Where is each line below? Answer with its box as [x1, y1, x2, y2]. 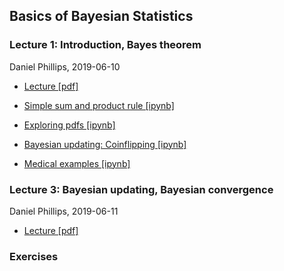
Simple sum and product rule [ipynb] [23, 99, 175, 111]
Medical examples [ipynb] [23, 157, 131, 169]
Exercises [9, 249, 59, 263]
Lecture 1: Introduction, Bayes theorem [9, 38, 202, 52]
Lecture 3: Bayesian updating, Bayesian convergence [9, 182, 274, 196]
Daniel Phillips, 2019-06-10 [9, 60, 121, 73]
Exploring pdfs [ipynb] [23, 119, 116, 131]
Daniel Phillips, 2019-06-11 [9, 205, 119, 217]
